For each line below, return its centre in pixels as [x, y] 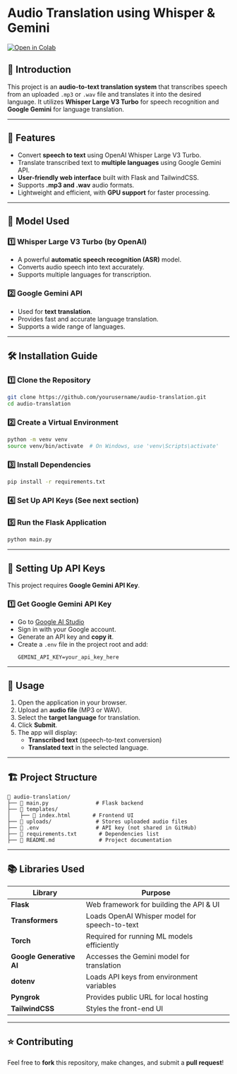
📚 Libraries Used [46, 869]
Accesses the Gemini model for [138, 956]
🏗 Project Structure [52, 777]
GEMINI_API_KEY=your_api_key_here [68, 657]
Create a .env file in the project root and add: [83, 645]
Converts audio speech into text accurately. [81, 267]
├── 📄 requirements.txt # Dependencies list [83, 834]
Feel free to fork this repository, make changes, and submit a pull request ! [116, 1062]
